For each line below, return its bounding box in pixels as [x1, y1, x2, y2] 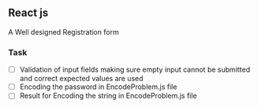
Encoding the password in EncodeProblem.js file [19, 82, 178, 91]
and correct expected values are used [19, 74, 144, 84]
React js [8, 6, 49, 20]
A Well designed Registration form [8, 27, 120, 36]
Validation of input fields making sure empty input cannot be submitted [19, 65, 251, 74]
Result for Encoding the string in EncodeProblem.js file [19, 91, 197, 101]
